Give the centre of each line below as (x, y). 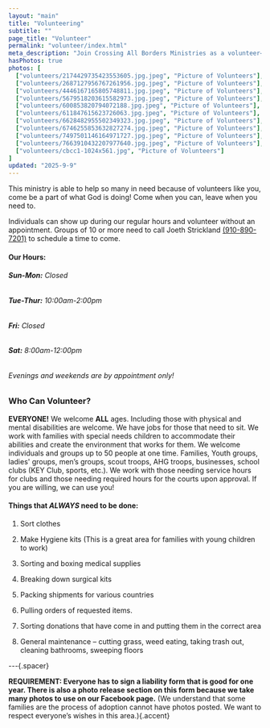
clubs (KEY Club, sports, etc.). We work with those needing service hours (130, 470)
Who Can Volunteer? (49, 401)
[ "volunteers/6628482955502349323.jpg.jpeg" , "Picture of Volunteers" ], (140, 121)
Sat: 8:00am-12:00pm (45, 351)
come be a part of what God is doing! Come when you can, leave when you (133, 198)
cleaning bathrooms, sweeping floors (82, 650)
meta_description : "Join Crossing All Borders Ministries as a (117, 53)
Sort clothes (40, 523)
